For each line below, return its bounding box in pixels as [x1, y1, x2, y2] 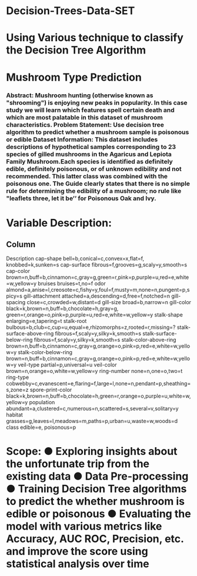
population [29, 399, 55, 406]
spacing [6, 299, 26, 306]
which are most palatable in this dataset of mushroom [6, 114, 163, 122]
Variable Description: [6, 216, 112, 229]
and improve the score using [6, 544, 148, 558]
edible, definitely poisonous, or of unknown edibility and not [6, 165, 182, 173]
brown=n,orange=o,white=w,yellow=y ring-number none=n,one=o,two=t [6, 368, 183, 375]
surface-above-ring [6, 330, 54, 337]
